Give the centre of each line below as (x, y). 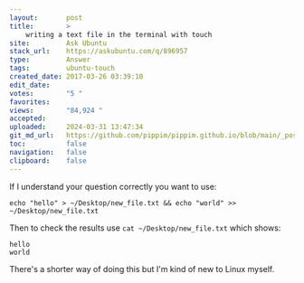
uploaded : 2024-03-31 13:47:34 (76, 127)
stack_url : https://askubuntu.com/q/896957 (99, 52)
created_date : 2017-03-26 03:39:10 (76, 77)
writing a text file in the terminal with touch (119, 34)
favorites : (30, 102)
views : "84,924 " (56, 110)
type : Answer (50, 60)
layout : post (46, 18)
